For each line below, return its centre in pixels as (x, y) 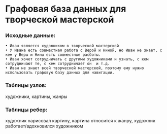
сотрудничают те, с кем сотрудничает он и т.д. (58, 64)
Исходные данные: (30, 36)
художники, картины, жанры (36, 96)
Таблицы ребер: (26, 110)
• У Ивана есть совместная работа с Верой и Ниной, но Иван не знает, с (84, 51)
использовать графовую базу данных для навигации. (60, 73)
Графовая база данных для (66, 9)
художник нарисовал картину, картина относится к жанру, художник (80, 121)
